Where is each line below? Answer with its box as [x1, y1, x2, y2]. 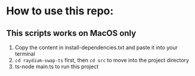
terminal [14, 50, 36, 57]
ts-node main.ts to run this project [14, 63, 99, 70]
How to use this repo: [6, 4, 114, 18]
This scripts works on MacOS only [6, 28, 137, 38]
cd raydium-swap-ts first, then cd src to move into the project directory [14, 57, 190, 63]
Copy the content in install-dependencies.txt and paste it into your [14, 44, 178, 51]
